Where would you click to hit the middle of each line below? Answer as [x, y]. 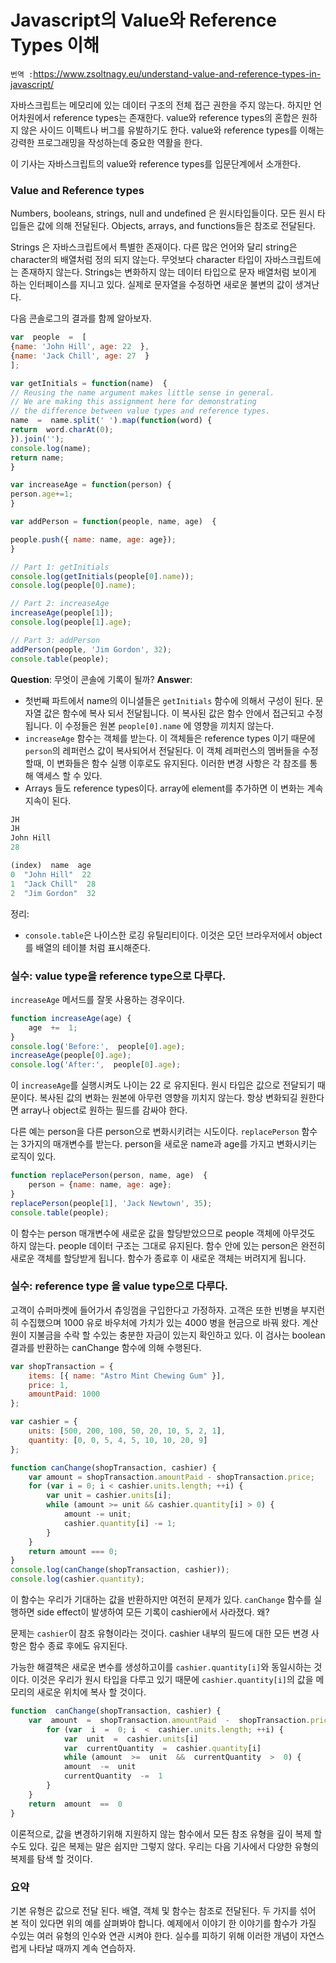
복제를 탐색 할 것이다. [51, 1858]
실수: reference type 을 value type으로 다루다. [119, 1286]
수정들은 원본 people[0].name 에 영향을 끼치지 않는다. [169, 725]
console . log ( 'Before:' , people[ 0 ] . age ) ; [98, 1046]
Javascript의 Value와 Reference [144, 20]
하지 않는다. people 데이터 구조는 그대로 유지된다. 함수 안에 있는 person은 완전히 [168, 1245]
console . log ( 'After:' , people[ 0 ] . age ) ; [96, 1065]
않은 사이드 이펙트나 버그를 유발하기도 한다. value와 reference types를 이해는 [172, 130]
